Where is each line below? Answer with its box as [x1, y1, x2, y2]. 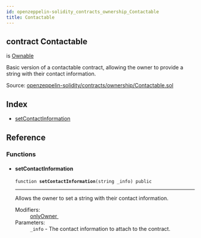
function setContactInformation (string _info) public [14, 178, 152, 184]
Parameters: [14, 219, 45, 226]
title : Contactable [6, 14, 55, 20]
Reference [6, 132, 46, 142]
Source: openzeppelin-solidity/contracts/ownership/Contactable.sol [6, 82, 173, 89]
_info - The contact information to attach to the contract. [29, 225, 170, 232]
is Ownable [6, 52, 34, 60]
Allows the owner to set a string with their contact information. [14, 194, 169, 202]
